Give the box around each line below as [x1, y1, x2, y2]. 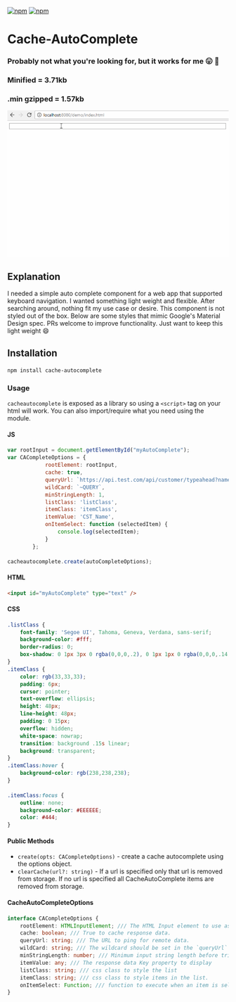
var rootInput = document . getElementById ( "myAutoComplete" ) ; [7, 447, 190, 454]
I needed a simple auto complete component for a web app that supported [7, 289, 223, 298]
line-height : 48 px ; [20, 710, 77, 717]
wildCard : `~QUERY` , [44, 484, 105, 491]
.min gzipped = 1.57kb [7, 94, 84, 103]
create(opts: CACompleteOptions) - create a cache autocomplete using [17, 852, 224, 861]
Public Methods [7, 837, 55, 845]
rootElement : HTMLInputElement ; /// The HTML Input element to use [20, 922, 221, 930]
